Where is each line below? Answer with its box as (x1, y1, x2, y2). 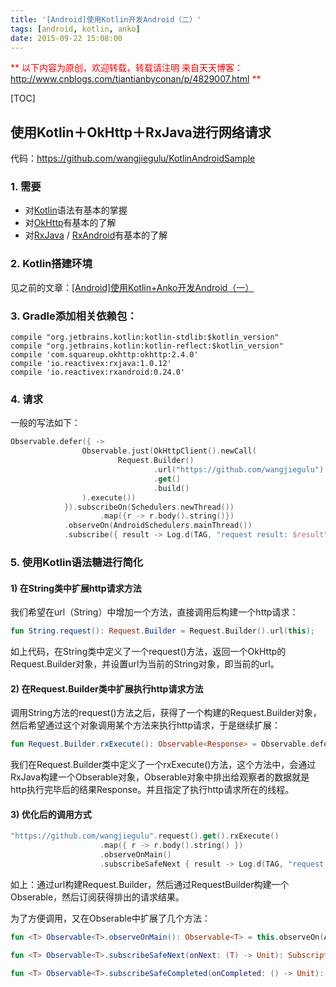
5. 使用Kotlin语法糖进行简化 (10, 555, 144, 569)
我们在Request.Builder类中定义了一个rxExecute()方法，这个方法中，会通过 (10, 759, 317, 771)
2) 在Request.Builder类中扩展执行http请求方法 (10, 682, 204, 695)
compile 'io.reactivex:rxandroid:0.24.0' (10, 367, 186, 378)
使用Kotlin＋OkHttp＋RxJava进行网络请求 (10, 124, 272, 141)
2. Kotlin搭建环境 (10, 257, 93, 271)
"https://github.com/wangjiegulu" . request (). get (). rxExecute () (10, 831, 280, 841)
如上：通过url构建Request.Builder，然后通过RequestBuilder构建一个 (10, 878, 290, 890)
